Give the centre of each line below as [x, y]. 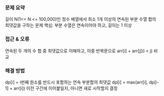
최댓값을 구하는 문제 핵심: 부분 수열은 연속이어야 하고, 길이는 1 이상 [69, 25]
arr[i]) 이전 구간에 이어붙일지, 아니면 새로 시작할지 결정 [66, 88]
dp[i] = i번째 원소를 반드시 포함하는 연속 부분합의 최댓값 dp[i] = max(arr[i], [77, 82]
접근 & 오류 [17, 39]
